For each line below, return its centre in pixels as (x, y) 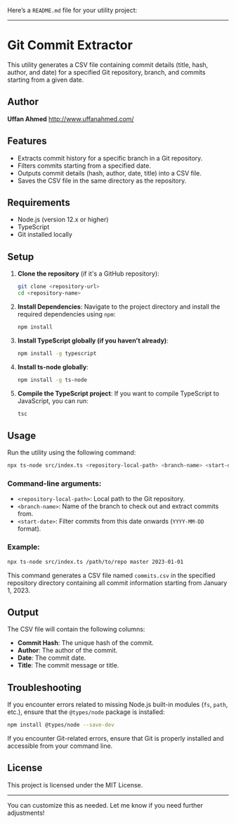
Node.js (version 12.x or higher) (63, 220)
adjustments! (26, 813)
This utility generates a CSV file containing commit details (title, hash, (108, 64)
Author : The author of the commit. (67, 651)
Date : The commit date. (52, 658)
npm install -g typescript (57, 353)
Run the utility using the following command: (72, 453)
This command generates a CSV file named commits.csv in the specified (111, 575)
